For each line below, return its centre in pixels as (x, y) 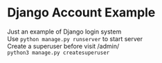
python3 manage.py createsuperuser (58, 53)
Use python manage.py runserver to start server (75, 38)
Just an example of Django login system (64, 32)
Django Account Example (81, 13)
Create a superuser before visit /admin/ (63, 46)
